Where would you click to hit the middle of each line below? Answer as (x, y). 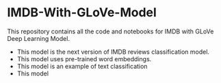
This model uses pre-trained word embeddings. (84, 59)
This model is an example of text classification (82, 66)
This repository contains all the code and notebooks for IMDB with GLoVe (110, 31)
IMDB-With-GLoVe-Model (82, 13)
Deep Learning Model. (39, 38)
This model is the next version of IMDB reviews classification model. (113, 52)
